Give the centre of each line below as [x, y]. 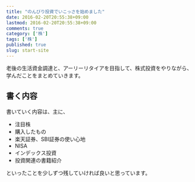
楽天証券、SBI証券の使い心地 [50, 139]
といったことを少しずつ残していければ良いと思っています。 [79, 172]
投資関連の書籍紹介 [38, 160]
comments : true [25, 28]
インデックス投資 [36, 153]
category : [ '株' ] [27, 34]
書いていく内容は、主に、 [37, 111]
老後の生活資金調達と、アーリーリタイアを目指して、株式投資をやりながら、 [99, 68]
